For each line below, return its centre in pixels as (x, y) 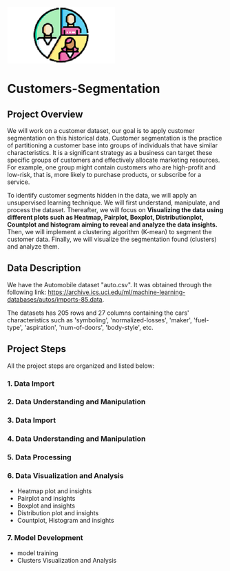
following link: (27, 292)
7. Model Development (45, 538)
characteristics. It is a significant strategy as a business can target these (110, 153)
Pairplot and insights (46, 498)
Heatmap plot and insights (54, 491)
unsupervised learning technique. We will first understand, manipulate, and (114, 203)
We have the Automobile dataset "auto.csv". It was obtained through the (109, 284)
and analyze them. (33, 247)
